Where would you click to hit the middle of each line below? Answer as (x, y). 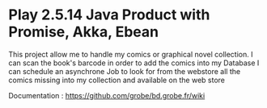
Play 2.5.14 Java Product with (109, 15)
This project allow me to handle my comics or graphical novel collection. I (131, 54)
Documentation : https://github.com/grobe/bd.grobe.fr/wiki (107, 95)
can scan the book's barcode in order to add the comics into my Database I (134, 63)
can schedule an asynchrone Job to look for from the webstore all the (125, 71)
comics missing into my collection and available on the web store (117, 80)
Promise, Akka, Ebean (84, 32)
